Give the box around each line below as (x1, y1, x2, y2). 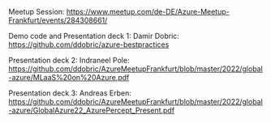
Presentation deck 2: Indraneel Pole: (8, 56, 130, 65)
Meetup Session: (8, 7, 65, 16)
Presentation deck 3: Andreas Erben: (8, 88, 131, 98)
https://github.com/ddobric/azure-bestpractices (8, 40, 170, 49)
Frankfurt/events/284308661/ (8, 15, 108, 25)
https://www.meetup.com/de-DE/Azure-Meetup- (66, 7, 230, 16)
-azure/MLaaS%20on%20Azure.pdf (8, 73, 130, 82)
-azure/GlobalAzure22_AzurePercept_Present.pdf (8, 105, 175, 115)
